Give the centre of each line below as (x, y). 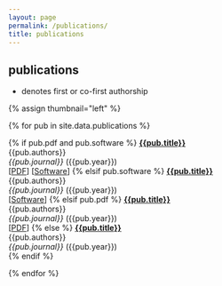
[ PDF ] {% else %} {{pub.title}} (65, 228)
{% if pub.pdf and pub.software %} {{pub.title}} (97, 143)
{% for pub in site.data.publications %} (79, 126)
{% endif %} (31, 256)
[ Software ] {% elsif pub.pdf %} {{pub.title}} (89, 200)
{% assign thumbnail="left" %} (65, 108)
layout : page (32, 17)
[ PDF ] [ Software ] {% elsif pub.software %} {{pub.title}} (111, 171)
